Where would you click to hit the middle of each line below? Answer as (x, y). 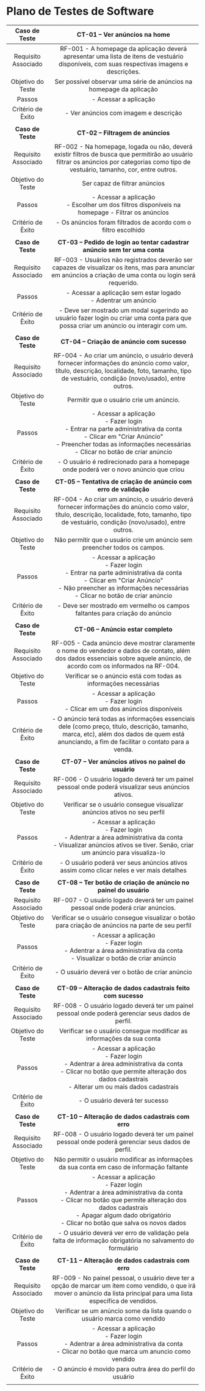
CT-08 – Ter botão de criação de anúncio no (124, 882)
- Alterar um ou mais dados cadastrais (123, 1086)
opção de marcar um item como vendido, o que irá (123, 1285)
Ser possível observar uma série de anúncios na (124, 81)
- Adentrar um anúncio (124, 300)
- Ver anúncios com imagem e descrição (124, 113)
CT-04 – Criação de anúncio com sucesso (124, 341)
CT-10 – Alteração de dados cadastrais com (123, 1116)
